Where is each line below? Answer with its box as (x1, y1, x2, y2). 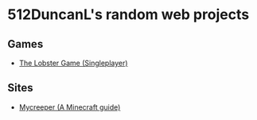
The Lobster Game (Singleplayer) (18, 58, 128, 68)
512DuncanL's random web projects (7, 6, 250, 24)
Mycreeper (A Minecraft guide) (18, 102, 121, 112)
